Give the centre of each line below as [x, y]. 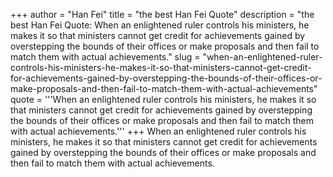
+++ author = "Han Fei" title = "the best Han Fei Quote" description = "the [162, 14]
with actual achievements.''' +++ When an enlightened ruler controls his [158, 131]
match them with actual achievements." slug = [105, 57]
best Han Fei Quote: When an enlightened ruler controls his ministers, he [160, 25]
